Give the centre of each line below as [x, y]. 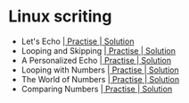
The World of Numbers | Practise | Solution [100, 79]
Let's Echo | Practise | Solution [78, 41]
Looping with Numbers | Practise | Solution [100, 70]
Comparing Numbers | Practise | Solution [97, 89]
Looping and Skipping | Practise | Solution [98, 50]
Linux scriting [60, 17]
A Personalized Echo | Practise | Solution [96, 60]
